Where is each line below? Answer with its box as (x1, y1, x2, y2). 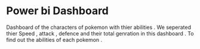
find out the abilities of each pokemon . (6, 36, 103, 43)
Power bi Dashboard (6, 4, 109, 18)
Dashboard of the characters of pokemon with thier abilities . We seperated (6, 24, 192, 31)
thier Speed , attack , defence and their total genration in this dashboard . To (6, 30, 194, 37)
